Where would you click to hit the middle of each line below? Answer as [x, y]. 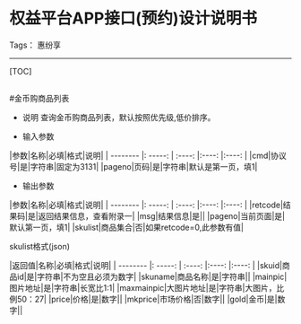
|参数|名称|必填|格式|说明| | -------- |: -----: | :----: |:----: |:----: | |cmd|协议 [148, 156]
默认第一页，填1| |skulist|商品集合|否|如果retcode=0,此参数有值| [127, 228]
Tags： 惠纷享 [35, 45]
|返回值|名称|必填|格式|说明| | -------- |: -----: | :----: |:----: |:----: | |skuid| [146, 266]
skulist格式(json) [39, 247]
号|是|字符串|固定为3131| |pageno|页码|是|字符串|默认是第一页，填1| [133, 167]
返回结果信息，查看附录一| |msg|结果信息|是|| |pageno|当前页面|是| [161, 216]
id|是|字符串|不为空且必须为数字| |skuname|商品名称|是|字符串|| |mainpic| [152, 277]
